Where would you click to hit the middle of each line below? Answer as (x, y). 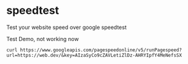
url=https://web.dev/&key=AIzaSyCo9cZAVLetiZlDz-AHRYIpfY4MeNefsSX (94, 55)
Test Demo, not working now (43, 39)
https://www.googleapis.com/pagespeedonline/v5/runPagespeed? (101, 50)
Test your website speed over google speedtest (66, 27)
